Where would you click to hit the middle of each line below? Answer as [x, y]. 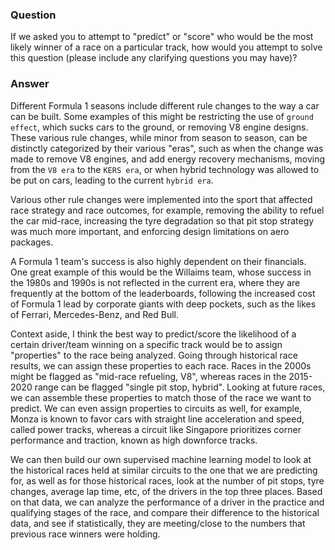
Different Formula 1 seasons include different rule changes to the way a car [165, 105]
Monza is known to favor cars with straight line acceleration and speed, [157, 419]
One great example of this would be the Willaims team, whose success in [161, 272]
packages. [32, 242]
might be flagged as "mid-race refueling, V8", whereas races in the [148, 376]
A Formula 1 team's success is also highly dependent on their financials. [158, 261]
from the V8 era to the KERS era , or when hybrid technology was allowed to [165, 169]
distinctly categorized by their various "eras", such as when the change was [167, 148]
